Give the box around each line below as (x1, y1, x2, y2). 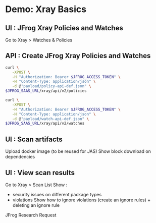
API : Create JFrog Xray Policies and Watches (5, 51, 151, 60)
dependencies (5, 154, 35, 160)
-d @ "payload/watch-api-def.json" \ (12, 116, 89, 122)
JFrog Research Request (5, 212, 57, 218)
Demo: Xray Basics (5, 4, 87, 15)
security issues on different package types (12, 191, 102, 197)
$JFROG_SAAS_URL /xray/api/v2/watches (5, 121, 85, 126)
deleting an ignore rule (12, 202, 60, 208)
